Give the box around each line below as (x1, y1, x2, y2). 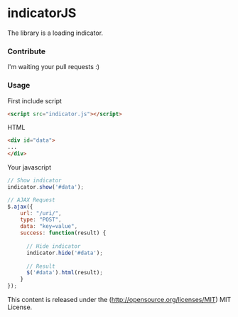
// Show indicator (7, 177, 62, 185)
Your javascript (7, 163, 52, 172)
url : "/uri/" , (20, 209, 62, 217)
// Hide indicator (26, 242, 81, 250)
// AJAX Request (7, 196, 55, 204)
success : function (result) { (20, 229, 107, 237)
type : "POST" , (20, 216, 62, 224)
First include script (7, 96, 63, 105)
